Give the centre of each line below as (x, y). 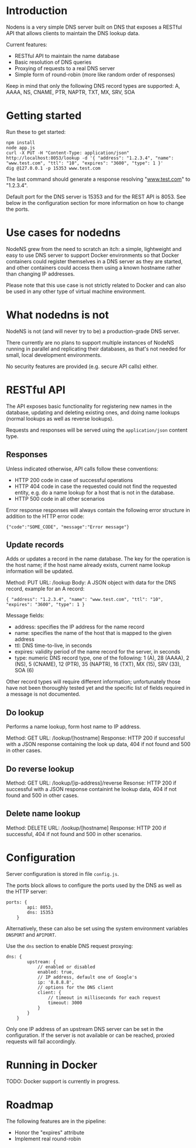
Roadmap (30, 1105)
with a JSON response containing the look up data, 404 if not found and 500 (98, 744)
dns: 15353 (40, 912)
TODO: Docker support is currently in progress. (63, 1081)
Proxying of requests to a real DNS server (65, 68)
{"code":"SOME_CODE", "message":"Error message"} (68, 527)
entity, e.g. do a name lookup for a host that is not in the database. (94, 492)
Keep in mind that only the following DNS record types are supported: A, (93, 85)
